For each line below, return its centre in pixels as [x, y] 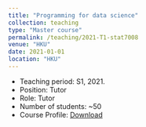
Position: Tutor [43, 89]
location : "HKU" [35, 60]
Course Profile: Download [61, 114]
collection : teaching [44, 23]
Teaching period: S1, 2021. [62, 81]
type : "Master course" [45, 30]
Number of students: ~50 [60, 106]
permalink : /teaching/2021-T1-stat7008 [73, 37]
